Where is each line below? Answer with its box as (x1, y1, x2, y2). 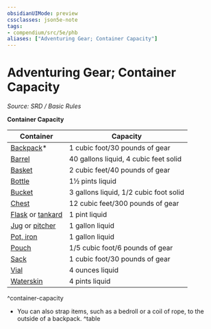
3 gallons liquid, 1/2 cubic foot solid (69, 187, 185, 197)
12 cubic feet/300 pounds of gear (69, 199, 179, 209)
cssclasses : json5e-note (7, 16, 78, 23)
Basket (10, 166, 33, 175)
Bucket (10, 187, 34, 197)
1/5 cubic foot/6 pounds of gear (69, 244, 173, 253)
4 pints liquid (69, 276, 111, 286)
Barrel (10, 155, 30, 164)
